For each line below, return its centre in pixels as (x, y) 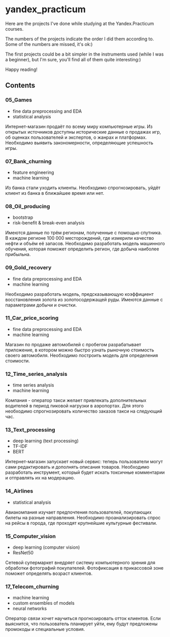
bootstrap (23, 217)
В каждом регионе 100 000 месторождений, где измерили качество (80, 238)
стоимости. (18, 361)
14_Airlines (19, 491)
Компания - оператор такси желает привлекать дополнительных (76, 400)
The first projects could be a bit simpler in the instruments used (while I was (84, 54)
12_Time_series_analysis (36, 374)
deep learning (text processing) (45, 441)
